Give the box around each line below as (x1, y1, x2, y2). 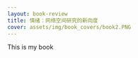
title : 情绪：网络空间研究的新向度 (7, 17, 98, 24)
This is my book (7, 43, 54, 52)
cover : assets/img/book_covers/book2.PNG (7, 23, 132, 30)
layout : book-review (7, 10, 69, 18)
